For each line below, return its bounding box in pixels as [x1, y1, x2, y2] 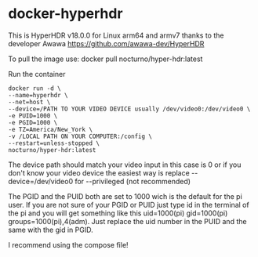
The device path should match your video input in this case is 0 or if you [8, 160, 242, 169]
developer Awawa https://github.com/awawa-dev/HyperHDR [8, 38, 205, 48]
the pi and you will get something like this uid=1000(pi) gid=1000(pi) [8, 208, 228, 218]
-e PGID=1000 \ [8, 118, 58, 126]
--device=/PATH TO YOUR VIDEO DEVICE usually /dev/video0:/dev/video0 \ [8, 105, 251, 113]
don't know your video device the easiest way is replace [8, 168, 190, 177]
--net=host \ [8, 98, 51, 106]
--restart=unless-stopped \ [8, 139, 100, 147]
